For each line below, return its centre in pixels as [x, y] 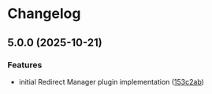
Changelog [44, 14]
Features [25, 65]
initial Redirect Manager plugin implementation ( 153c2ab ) [111, 81]
